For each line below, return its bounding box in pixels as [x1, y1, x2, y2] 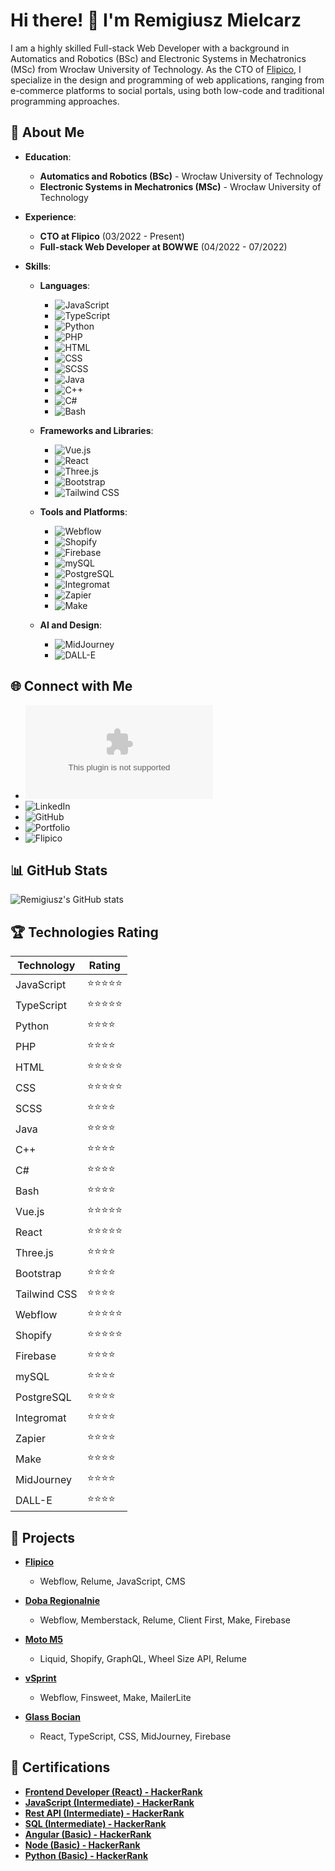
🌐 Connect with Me [10, 678, 133, 695]
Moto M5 [24, 1634, 64, 1645]
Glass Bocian [24, 1711, 81, 1723]
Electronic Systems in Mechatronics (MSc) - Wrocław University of [39, 180, 322, 193]
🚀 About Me [10, 124, 85, 141]
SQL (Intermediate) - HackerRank [24, 1817, 167, 1829]
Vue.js [15, 1204, 45, 1218]
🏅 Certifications [10, 1759, 111, 1776]
